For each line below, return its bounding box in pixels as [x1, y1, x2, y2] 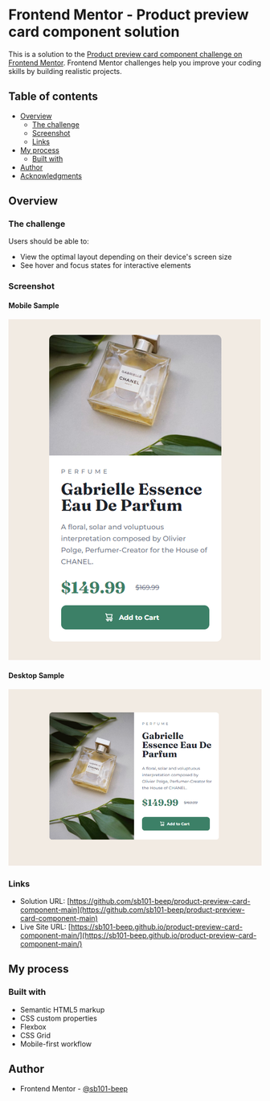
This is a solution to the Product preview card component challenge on [8, 49, 243, 59]
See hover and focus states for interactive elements [19, 261, 191, 270]
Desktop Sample [8, 671, 65, 680]
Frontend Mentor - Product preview [8, 6, 249, 24]
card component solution [8, 23, 180, 41]
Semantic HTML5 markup [19, 1004, 105, 1014]
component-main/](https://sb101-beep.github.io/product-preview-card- [19, 931, 257, 940]
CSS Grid [19, 1030, 51, 1040]
